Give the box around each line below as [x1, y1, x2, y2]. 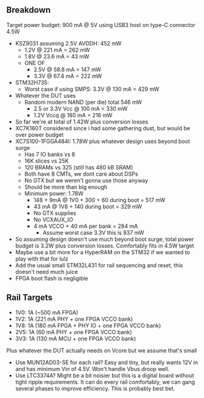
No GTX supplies [33, 209, 77, 217]
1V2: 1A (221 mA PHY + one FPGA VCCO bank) [15, 315, 134, 322]
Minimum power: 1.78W [24, 190, 84, 197]
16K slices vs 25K [24, 157, 69, 165]
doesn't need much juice [15, 268, 78, 275]
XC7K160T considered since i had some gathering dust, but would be [15, 124, 191, 131]
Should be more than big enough [24, 183, 108, 190]
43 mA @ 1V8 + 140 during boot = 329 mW [33, 203, 142, 210]
